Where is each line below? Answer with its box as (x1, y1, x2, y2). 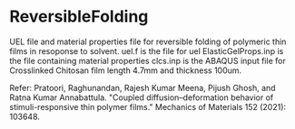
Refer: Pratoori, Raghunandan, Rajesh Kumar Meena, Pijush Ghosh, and (9, 82, 276, 93)
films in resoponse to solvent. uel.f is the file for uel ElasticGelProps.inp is (9, 45, 284, 56)
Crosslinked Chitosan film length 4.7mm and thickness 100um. (9, 65, 242, 76)
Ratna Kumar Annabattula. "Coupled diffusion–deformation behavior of (9, 92, 274, 103)
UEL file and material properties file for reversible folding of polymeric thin (9, 36, 287, 47)
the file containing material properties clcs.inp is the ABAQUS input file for (9, 55, 286, 66)
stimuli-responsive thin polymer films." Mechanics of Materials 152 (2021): (9, 101, 287, 112)
